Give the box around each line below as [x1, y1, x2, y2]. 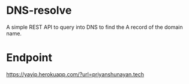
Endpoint [6, 51, 53, 65]
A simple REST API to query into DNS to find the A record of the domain [6, 23, 183, 31]
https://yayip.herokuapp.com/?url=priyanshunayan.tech [6, 70, 145, 78]
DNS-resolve [6, 4, 72, 17]
